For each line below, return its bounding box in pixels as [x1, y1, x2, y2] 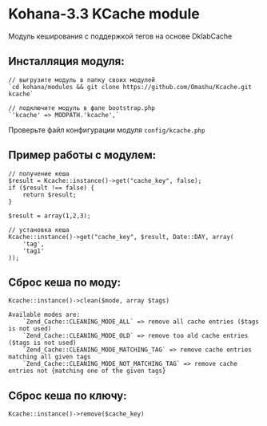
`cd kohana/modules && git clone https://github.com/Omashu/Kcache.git [8, 83, 252, 91]
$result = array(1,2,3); [8, 212, 91, 220]
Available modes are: [8, 310, 81, 319]
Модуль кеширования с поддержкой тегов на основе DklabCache [8, 31, 233, 41]
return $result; [22, 190, 78, 199]
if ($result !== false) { [8, 184, 94, 192]
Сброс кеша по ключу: [8, 388, 127, 402]
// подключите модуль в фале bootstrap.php [8, 103, 156, 112]
